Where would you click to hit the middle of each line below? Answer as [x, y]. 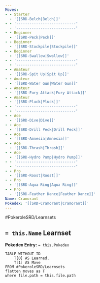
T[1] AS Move [27, 263]
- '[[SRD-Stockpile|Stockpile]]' [44, 47]
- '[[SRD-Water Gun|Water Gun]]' [44, 83]
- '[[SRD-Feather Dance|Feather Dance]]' [53, 194]
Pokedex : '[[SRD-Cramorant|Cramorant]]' [47, 203]
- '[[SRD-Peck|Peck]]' [33, 38]
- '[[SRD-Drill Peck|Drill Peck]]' [46, 129]
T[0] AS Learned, [32, 258]
